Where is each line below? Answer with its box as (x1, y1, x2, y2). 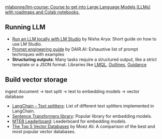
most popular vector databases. (12, 128, 76, 134)
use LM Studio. (12, 41, 43, 47)
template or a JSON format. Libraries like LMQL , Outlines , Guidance (12, 61, 147, 67)
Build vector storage (5, 76, 68, 84)
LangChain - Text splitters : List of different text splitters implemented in (12, 103, 154, 109)
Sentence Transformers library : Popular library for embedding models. (12, 113, 152, 119)
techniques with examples (12, 51, 64, 57)
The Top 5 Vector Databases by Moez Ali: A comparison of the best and (12, 123, 156, 129)
